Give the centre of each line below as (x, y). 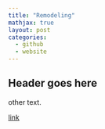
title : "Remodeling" (42, 15)
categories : (27, 37)
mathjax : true (31, 23)
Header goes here (53, 83)
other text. (25, 102)
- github (29, 45)
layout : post (29, 30)
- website (31, 52)
